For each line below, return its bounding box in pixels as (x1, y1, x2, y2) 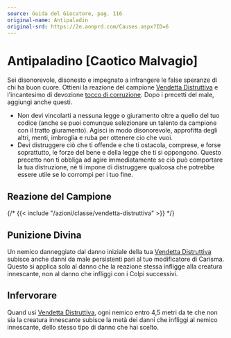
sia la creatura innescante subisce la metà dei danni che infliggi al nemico (7, 315, 218, 323)
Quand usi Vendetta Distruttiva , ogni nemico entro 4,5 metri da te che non (7, 308, 218, 316)
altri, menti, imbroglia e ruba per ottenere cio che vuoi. (17, 133, 173, 142)
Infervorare (7, 289, 58, 302)
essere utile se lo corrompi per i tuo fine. (17, 171, 133, 179)
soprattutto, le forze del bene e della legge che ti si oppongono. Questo (17, 149, 222, 157)
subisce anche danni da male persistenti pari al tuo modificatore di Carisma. (7, 255, 225, 263)
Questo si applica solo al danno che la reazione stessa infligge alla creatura (7, 262, 223, 271)
